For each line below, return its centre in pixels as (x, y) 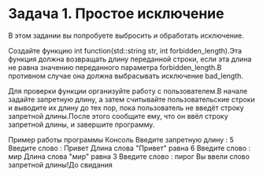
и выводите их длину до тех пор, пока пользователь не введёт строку (126, 108)
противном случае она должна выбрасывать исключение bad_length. (126, 76)
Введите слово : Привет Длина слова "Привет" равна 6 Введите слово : (130, 148)
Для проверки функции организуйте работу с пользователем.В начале (128, 90)
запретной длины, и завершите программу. (81, 124)
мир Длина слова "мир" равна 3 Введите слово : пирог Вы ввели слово (129, 156)
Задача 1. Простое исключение (116, 14)
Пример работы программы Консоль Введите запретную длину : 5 (121, 139)
